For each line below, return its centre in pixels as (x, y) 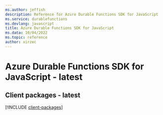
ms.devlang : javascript (30, 24)
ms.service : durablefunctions (36, 19)
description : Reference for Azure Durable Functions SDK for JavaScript (82, 14)
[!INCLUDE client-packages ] (34, 107)
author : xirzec (21, 42)
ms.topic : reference (27, 38)
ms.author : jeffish (25, 10)
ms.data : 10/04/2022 (27, 33)
